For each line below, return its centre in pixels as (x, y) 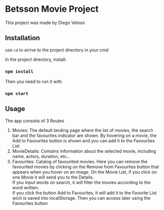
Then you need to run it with (34, 81)
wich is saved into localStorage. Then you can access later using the (81, 198)
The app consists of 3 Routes (35, 121)
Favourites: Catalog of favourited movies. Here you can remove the (80, 161)
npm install (19, 71)
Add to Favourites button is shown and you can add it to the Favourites (83, 140)
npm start (17, 93)
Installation (23, 38)
